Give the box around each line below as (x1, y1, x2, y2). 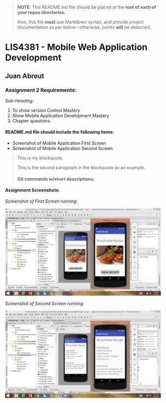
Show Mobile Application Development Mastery (12, 112, 110, 118)
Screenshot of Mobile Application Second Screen (12, 145, 113, 151)
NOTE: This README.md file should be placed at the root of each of (17, 4, 157, 10)
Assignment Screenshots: (5, 187, 60, 193)
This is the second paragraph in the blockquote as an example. (17, 165, 146, 171)
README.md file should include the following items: (5, 129, 115, 135)
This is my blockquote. (17, 155, 64, 161)
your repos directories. (17, 9, 66, 15)
